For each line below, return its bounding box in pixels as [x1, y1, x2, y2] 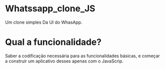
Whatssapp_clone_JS [5, 3, 96, 14]
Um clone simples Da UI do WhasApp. [5, 19, 83, 25]
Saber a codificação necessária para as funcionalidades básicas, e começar [5, 53, 160, 59]
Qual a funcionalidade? [5, 36, 102, 48]
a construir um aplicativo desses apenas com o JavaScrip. [5, 58, 124, 64]
